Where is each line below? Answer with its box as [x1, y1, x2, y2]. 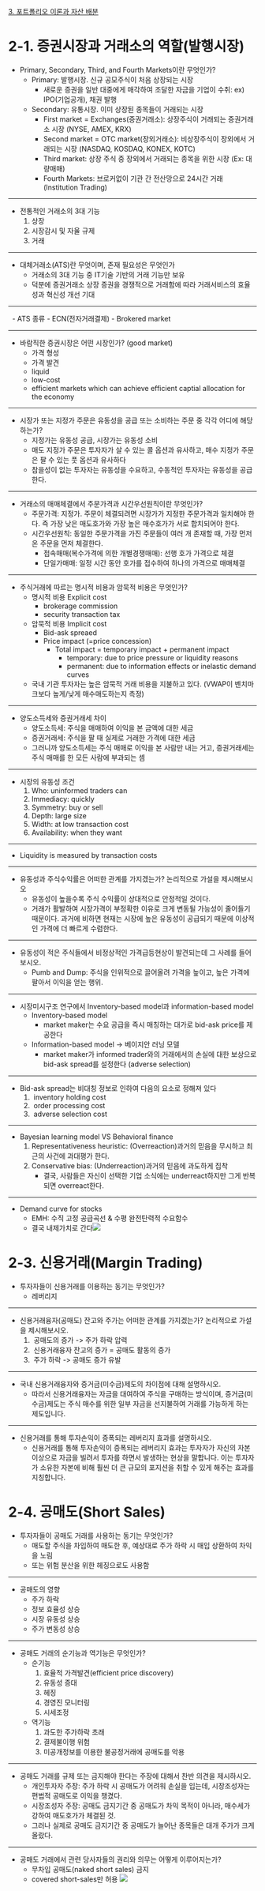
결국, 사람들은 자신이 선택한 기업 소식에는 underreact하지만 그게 [43, 1171, 241, 1180]
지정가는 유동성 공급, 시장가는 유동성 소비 [31, 435, 159, 445]
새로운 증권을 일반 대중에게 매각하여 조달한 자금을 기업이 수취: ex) [43, 85, 245, 94]
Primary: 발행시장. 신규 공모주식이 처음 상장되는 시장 [31, 74, 194, 85]
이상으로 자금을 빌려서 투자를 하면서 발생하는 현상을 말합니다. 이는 [31, 1453, 234, 1462]
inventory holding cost [33, 1092, 106, 1102]
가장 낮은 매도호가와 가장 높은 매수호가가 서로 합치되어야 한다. [50, 518, 240, 528]
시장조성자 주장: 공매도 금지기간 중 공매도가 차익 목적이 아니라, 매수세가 [31, 1800, 251, 1810]
